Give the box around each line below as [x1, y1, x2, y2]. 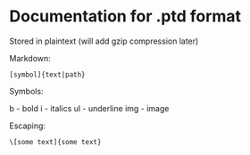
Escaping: [9, 120, 46, 131]
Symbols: [9, 86, 44, 96]
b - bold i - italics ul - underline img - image [9, 102, 170, 113]
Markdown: [9, 53, 51, 63]
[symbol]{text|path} [9, 69, 87, 79]
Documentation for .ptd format [9, 6, 242, 27]
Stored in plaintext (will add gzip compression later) [9, 36, 199, 46]
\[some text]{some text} [9, 137, 102, 146]
